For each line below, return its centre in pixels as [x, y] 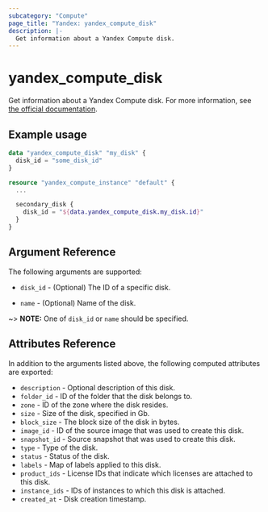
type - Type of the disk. [59, 447]
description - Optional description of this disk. [98, 387]
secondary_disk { [45, 205]
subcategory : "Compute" [48, 16]
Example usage [48, 134]
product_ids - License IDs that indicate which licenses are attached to [136, 473]
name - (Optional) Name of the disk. [78, 302]
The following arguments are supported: [75, 272]
